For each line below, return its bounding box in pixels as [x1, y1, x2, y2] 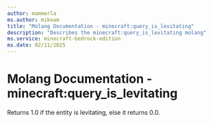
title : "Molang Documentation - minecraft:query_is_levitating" [7, 23, 195, 29]
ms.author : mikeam [7, 16, 60, 23]
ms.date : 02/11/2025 [7, 42, 66, 49]
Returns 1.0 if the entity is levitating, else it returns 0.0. [7, 108, 160, 116]
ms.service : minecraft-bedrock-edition [7, 36, 121, 42]
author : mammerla [7, 10, 57, 17]
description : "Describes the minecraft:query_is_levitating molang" [7, 29, 207, 36]
